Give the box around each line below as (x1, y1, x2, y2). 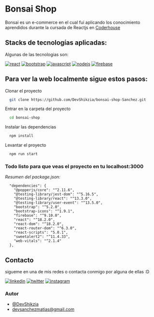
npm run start (9, 152, 38, 157)
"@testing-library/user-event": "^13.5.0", (14, 200, 103, 206)
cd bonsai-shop (9, 115, 40, 120)
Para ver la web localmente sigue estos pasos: (5, 75, 148, 83)
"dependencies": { (9, 183, 47, 189)
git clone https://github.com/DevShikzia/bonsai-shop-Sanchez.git (9, 97, 146, 102)
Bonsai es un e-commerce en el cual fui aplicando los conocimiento (5, 19, 140, 25)
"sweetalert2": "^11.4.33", (14, 234, 70, 239)
